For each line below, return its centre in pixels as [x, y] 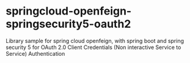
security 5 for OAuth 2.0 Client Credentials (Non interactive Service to [93, 47]
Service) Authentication [35, 53]
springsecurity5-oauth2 [68, 24]
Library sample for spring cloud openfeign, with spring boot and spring [95, 41]
